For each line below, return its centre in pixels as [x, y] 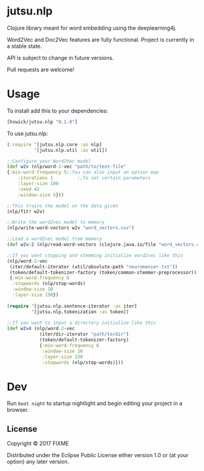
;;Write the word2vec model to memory [56, 222]
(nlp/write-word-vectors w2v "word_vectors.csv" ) [71, 228]
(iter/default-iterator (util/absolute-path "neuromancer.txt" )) [94, 267]
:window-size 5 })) [41, 195]
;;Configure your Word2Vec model [49, 161]
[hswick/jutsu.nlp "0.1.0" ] [42, 122]
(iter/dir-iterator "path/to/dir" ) [84, 334]
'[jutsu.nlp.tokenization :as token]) [80, 312]
